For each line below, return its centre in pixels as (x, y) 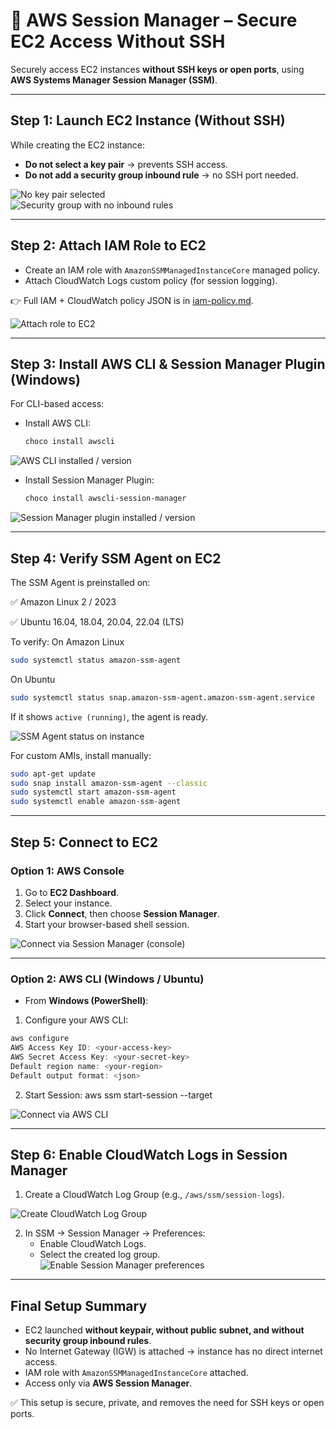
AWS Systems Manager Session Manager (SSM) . (114, 80)
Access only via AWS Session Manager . (108, 1383)
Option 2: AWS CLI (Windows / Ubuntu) (107, 979)
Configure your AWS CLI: (76, 1020)
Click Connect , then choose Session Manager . (122, 913)
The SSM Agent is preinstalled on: (80, 582)
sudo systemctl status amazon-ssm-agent (96, 660)
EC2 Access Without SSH (118, 41)
